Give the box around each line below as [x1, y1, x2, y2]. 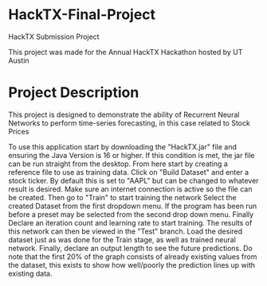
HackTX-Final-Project [8, 6, 156, 24]
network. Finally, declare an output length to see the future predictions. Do [8, 243, 253, 253]
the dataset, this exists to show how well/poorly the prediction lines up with [8, 260, 256, 269]
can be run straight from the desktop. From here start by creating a [8, 159, 229, 168]
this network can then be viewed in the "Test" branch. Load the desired [8, 226, 243, 236]
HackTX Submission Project [8, 32, 100, 41]
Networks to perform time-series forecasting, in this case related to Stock [8, 118, 251, 128]
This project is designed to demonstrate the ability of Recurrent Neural [8, 110, 240, 119]
